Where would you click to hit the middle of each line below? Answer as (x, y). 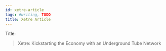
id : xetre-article (25, 10)
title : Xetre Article (28, 19)
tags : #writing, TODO (28, 15)
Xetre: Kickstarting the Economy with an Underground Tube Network (89, 43)
